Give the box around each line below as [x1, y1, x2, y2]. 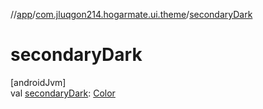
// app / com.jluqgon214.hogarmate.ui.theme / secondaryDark [10, 9, 253, 20]
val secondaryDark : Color [10, 87, 116, 99]
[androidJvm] [10, 76, 67, 88]
